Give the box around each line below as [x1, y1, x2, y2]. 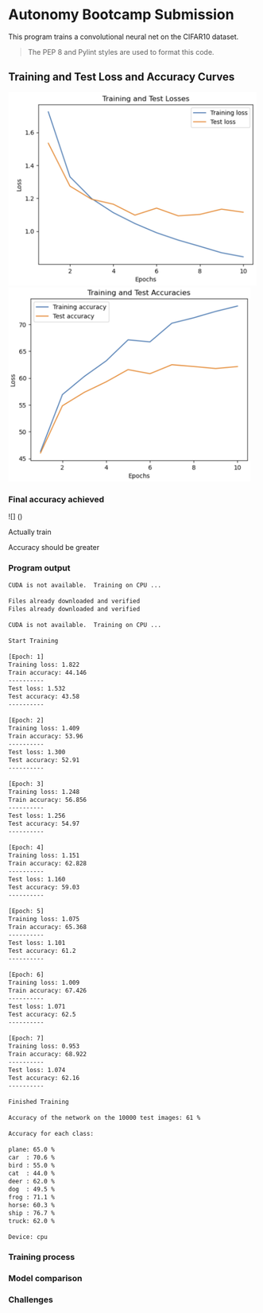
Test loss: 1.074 [8, 1067, 66, 1075]
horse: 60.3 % [8, 1202, 56, 1210]
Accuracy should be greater [8, 543, 100, 552]
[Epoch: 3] [8, 780, 44, 788]
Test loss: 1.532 [8, 685, 66, 693]
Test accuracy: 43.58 [8, 693, 80, 701]
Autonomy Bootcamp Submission [8, 6, 234, 24]
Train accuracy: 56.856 [8, 796, 87, 804]
